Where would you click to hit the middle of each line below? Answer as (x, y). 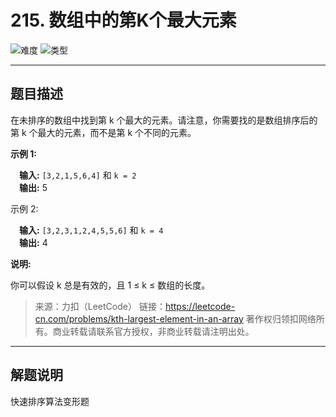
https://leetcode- (200, 306)
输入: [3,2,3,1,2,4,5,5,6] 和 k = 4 (91, 230)
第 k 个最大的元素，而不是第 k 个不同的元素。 (103, 132)
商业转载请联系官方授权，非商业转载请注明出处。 (153, 331)
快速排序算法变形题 (50, 401)
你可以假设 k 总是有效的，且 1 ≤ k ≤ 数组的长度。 (110, 285)
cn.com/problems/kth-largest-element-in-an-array (139, 318)
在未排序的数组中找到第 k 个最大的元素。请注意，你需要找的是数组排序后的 (164, 120)
